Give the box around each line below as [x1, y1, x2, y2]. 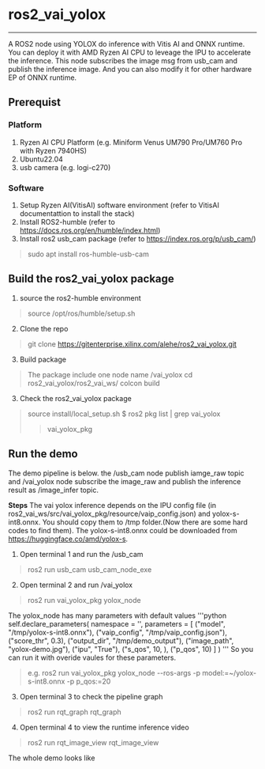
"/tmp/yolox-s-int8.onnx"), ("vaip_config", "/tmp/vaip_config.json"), [8, 627, 227, 637]
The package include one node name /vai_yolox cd [27, 369, 193, 379]
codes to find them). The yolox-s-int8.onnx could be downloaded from [8, 525, 238, 535]
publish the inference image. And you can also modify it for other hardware [8, 64, 252, 74]
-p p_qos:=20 [66, 676, 111, 686]
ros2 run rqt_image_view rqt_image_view [27, 737, 159, 747]
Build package [19, 354, 67, 364]
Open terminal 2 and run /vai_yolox [19, 580, 133, 589]
